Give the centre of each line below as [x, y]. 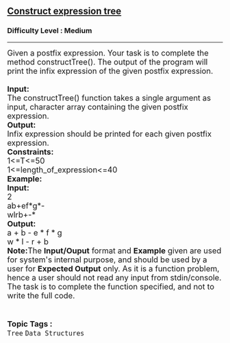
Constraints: [30, 152]
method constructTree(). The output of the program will [107, 62]
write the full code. [41, 295]
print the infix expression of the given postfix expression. [110, 71]
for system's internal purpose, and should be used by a [107, 259]
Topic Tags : [30, 323]
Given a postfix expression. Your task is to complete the [108, 53]
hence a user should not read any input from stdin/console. [114, 278]
